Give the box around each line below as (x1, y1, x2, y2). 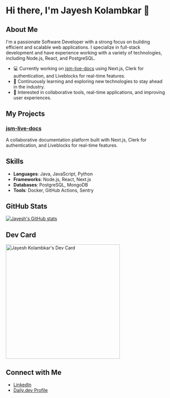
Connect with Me (6, 368, 62, 377)
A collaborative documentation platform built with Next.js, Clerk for (6, 136, 147, 143)
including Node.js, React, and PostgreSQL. (6, 55, 96, 61)
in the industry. (13, 84, 45, 89)
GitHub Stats (6, 202, 48, 210)
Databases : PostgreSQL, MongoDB (13, 182, 89, 188)
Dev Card (6, 230, 36, 239)
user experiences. (13, 95, 52, 101)
